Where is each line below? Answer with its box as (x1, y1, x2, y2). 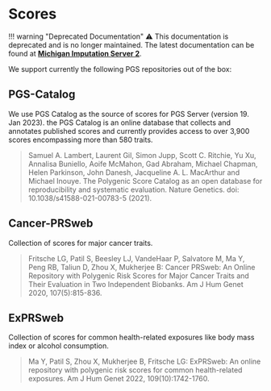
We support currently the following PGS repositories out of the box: (8, 64, 232, 73)
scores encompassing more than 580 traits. (8, 135, 153, 144)
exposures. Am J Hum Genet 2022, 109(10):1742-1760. (27, 374, 210, 384)
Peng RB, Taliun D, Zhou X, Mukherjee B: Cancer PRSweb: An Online (27, 262, 256, 272)
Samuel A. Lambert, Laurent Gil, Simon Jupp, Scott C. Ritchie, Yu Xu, (27, 150, 256, 160)
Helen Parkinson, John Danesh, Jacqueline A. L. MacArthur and (27, 167, 240, 177)
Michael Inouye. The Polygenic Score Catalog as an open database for (27, 176, 263, 185)
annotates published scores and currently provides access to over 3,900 (8, 126, 250, 135)
